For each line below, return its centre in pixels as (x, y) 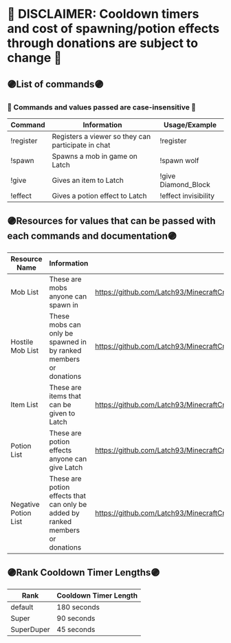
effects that (67, 496)
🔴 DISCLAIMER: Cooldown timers (103, 14)
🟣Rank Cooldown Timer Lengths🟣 (84, 573)
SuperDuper (30, 629)
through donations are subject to (102, 43)
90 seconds (76, 618)
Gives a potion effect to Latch (99, 195)
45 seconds (76, 629)
